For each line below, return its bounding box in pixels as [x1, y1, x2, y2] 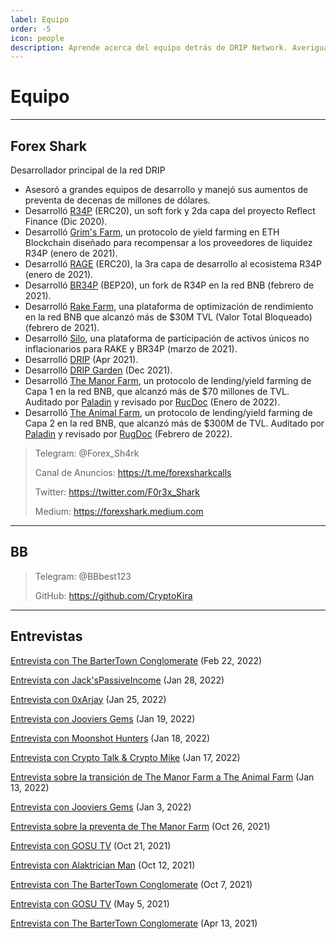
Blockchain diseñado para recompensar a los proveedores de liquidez [24, 237, 313, 248]
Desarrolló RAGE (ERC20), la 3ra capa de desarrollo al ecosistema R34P [24, 258, 322, 270]
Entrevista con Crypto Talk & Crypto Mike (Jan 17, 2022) [10, 751, 241, 763]
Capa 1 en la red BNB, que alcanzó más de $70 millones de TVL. [24, 386, 290, 397]
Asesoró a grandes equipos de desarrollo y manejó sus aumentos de [24, 184, 309, 195]
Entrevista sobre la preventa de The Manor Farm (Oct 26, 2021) [10, 820, 271, 832]
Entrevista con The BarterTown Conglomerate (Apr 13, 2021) [10, 917, 258, 929]
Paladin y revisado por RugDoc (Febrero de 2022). [24, 428, 233, 440]
